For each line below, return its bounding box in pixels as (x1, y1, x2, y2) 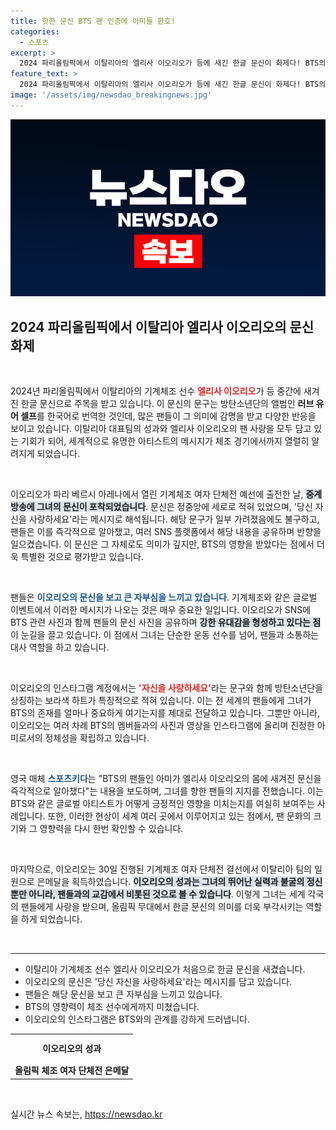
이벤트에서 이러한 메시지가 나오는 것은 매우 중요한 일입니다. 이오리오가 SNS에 (10, 604, 312, 616)
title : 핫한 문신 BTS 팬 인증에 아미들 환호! (10, 16, 176, 26)
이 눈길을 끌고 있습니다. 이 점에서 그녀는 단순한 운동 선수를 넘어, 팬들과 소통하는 (10, 629, 320, 641)
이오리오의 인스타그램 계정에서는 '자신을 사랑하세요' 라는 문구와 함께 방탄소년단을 (10, 682, 324, 694)
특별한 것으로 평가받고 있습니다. (20, 551, 144, 563)
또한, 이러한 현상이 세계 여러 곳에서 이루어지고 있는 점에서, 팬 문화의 (47, 810, 312, 822)
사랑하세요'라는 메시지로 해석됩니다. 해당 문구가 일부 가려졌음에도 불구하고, (28, 513, 320, 525)
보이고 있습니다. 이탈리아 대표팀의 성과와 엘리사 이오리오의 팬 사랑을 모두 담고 (10, 423, 312, 435)
